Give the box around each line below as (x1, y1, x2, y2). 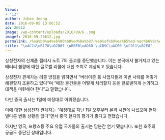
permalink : (5, 39, 27, 44)
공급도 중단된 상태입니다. (5, 129, 53, 135)
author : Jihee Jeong (5, 16, 48, 21)
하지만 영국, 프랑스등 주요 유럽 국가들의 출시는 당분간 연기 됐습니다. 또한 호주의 (5, 123, 156, 129)
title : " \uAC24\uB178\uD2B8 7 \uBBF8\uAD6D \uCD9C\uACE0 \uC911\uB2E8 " (5, 43, 153, 48)
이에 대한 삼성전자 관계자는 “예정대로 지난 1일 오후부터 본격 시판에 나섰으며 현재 (5, 107, 157, 113)
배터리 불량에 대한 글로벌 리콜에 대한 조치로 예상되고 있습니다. (5, 63, 123, 69)
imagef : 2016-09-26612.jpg (5, 35, 60, 40)
